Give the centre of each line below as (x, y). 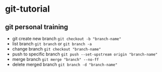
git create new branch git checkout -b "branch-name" (67, 38)
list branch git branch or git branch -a (52, 44)
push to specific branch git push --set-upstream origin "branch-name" (85, 54)
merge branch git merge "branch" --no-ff (56, 59)
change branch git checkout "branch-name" (57, 49)
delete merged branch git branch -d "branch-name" (65, 64)
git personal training (37, 27)
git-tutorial (27, 9)
